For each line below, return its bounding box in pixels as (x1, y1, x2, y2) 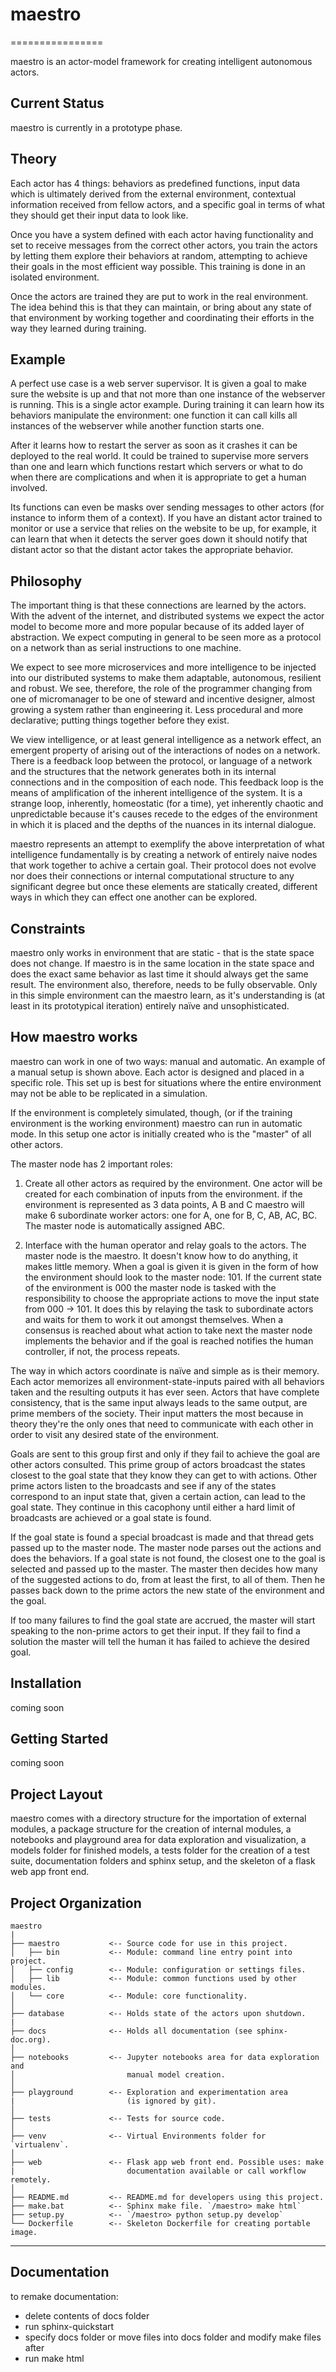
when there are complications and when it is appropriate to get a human (10, 471, 307, 483)
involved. (10, 482, 48, 494)
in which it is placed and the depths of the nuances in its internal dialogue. (10, 819, 317, 831)
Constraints (10, 920, 86, 937)
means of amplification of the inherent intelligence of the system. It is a (10, 787, 303, 799)
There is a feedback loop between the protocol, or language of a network (10, 755, 313, 767)
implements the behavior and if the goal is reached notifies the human (24, 1334, 314, 1347)
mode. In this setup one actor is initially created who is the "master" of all (10, 1128, 312, 1140)
